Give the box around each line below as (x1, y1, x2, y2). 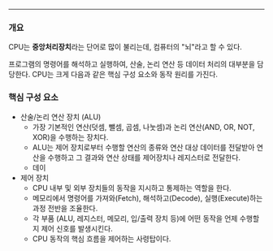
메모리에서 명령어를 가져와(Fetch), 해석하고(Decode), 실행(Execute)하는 (32, 193, 263, 203)
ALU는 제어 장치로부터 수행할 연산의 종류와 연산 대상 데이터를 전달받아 (32, 142, 255, 152)
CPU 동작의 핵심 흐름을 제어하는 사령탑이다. (32, 233, 171, 244)
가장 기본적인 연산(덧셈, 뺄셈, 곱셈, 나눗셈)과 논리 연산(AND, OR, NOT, (32, 122, 255, 132)
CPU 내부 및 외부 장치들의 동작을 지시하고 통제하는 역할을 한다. (32, 183, 232, 193)
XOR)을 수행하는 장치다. (32, 132, 109, 142)
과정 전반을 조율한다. (32, 203, 98, 213)
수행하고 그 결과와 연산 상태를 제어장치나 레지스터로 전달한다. (47, 152, 241, 162)
